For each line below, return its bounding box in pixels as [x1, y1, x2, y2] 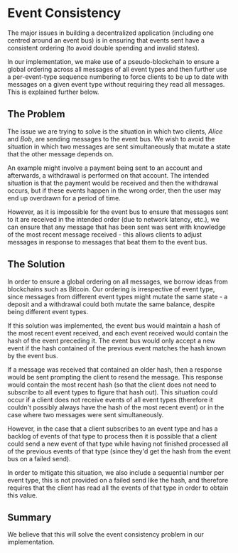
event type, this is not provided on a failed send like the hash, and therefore [7, 476, 229, 484]
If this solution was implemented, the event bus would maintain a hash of [7, 321, 221, 330]
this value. [7, 490, 38, 499]
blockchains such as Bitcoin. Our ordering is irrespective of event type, [7, 284, 215, 293]
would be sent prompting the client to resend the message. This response [7, 372, 224, 381]
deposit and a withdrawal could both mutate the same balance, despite [7, 300, 215, 308]
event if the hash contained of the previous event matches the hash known [7, 343, 226, 353]
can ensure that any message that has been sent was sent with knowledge [7, 222, 226, 231]
